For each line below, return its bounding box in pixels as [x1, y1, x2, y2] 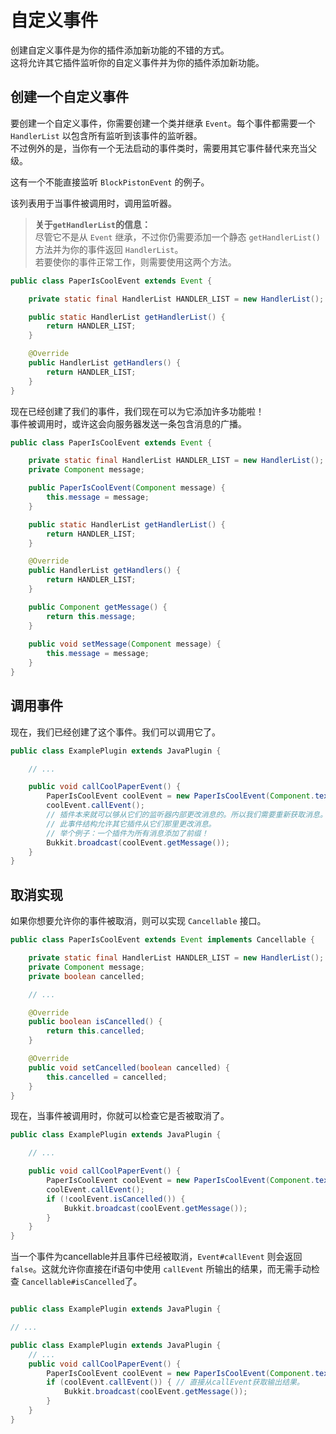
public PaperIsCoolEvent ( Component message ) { [28, 483, 226, 493]
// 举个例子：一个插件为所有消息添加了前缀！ [46, 828, 209, 838]
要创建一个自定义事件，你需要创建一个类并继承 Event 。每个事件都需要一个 [10, 117, 316, 129]
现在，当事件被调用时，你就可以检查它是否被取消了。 [10, 1110, 230, 1122]
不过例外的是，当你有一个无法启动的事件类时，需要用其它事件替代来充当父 [10, 142, 317, 154]
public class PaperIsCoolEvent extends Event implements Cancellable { [10, 935, 315, 945]
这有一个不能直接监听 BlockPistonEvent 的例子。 [10, 176, 210, 188]
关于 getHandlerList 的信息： [34, 218, 152, 230]
